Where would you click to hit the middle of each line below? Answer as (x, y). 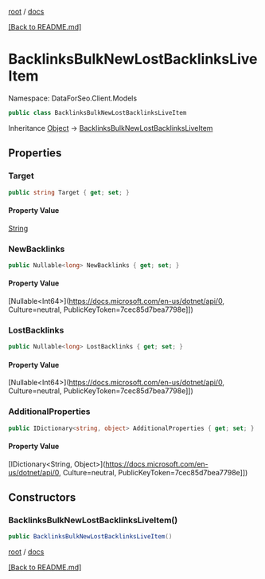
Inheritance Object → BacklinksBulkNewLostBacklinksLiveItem (111, 128)
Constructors (42, 498)
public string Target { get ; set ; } (69, 192)
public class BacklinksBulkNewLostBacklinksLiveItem (97, 112)
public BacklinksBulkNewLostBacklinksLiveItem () (90, 537)
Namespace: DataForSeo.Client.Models (73, 98)
